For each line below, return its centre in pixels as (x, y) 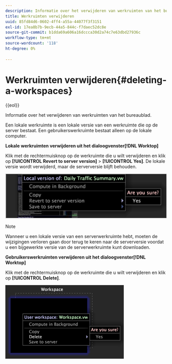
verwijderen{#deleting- (116, 80)
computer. (16, 136)
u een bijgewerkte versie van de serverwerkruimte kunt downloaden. (78, 247)
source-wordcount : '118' (32, 44)
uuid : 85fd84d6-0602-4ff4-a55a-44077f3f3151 (53, 22)
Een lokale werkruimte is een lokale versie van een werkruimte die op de (82, 125)
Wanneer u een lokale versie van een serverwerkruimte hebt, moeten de (81, 236)
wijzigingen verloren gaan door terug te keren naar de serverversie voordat (84, 242)
